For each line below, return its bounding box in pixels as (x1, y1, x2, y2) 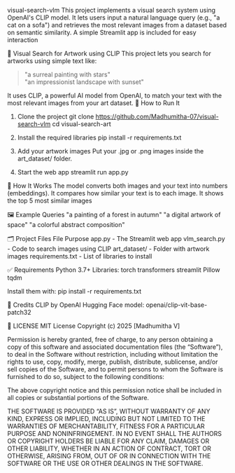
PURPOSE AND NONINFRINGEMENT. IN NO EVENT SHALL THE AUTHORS (7, 430, 222, 437)
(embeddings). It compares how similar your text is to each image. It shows (7, 189, 224, 197)
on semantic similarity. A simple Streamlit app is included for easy (7, 28, 197, 36)
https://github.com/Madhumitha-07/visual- (95, 112, 219, 121)
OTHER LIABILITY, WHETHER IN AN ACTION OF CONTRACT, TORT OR (7, 444, 211, 453)
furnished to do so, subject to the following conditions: (7, 373, 164, 381)
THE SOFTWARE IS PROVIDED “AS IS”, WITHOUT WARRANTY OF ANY (7, 407, 211, 416)
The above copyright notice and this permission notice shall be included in (7, 386, 222, 395)
